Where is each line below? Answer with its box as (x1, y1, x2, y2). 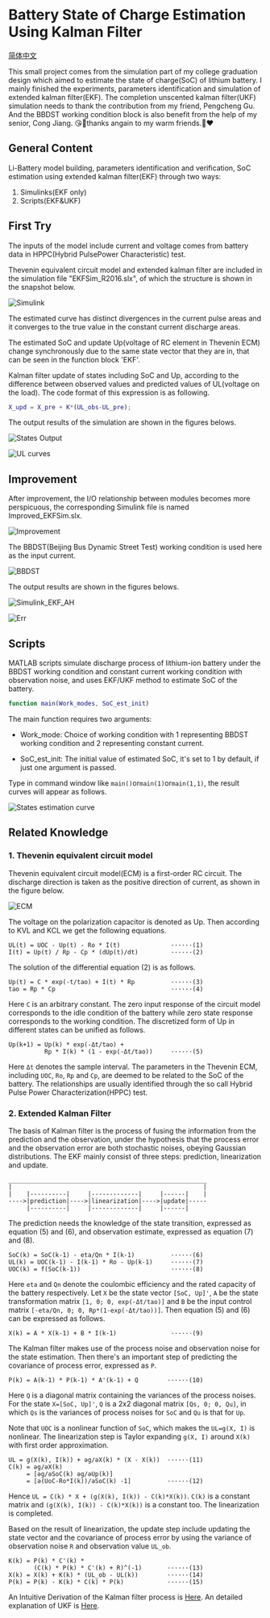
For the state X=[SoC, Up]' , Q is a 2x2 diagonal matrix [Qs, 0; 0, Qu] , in (8, 1398, 247, 1408)
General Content (8, 141, 93, 155)
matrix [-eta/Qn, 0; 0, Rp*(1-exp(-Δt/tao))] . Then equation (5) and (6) (8, 1305, 251, 1314)
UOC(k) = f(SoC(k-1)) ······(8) (8, 1265, 204, 1273)
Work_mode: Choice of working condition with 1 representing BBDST (19, 729, 248, 740)
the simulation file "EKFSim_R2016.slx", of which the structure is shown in (8, 273, 252, 283)
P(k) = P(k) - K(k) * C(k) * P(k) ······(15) (8, 1578, 204, 1586)
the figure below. (8, 886, 64, 895)
